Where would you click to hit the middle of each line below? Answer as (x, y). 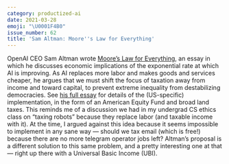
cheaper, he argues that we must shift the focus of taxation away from (106, 80)
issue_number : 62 (32, 33)
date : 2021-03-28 (32, 20)
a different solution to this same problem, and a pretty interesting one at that (115, 146)
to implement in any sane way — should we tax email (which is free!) (104, 132)
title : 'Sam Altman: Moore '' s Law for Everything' (81, 39)
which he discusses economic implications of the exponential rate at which (113, 66)
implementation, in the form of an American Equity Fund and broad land (108, 102)
